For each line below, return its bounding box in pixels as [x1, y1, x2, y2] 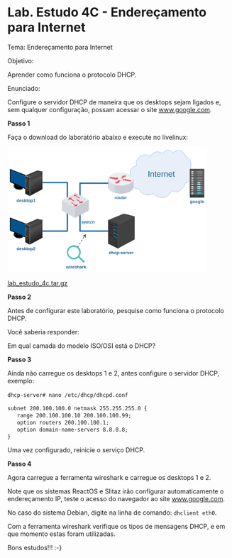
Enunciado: [7, 84, 40, 92]
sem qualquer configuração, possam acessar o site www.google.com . [7, 105, 212, 114]
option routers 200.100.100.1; [16, 419, 110, 426]
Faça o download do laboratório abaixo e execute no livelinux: [7, 133, 188, 141]
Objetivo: [7, 56, 34, 65]
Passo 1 [7, 119, 31, 128]
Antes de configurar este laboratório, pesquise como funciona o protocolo [7, 306, 225, 314]
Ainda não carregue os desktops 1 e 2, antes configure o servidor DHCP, [7, 368, 220, 377]
